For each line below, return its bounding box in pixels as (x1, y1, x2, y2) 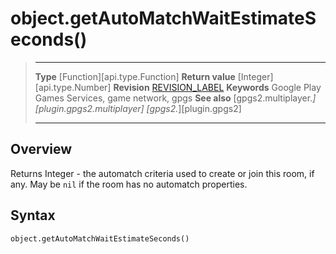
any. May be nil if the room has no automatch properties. (10, 178, 248, 190)
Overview (10, 141, 73, 158)
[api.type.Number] (34, 81, 112, 93)
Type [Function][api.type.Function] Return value (34, 70, 236, 82)
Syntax (10, 207, 56, 224)
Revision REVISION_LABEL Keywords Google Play (113, 81, 322, 93)
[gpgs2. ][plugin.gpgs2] (146, 102, 242, 114)
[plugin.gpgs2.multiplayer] (34, 102, 145, 114)
